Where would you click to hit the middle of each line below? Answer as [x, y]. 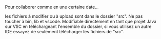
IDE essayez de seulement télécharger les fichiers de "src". [65, 32]
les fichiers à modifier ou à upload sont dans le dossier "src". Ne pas [74, 16]
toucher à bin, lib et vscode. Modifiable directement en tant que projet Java [81, 21]
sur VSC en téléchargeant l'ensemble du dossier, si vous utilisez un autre [78, 26]
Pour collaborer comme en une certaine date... [52, 7]
